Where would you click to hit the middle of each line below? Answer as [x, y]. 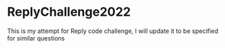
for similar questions [36, 38]
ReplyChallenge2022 [69, 12]
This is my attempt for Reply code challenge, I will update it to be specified [113, 31]
